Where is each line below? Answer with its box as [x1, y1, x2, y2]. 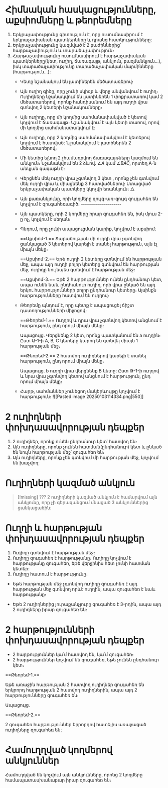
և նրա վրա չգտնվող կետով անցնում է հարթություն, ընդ [20, 373, 151, 379]
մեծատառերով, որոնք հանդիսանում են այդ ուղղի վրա [20, 98, 148, 105]
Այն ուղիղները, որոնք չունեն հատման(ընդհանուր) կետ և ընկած [12, 444, 162, 450]
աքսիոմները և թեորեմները [5, 15, 132, 26]
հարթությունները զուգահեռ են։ [5, 692, 79, 698]
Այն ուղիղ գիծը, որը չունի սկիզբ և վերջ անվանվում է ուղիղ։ [20, 88, 158, 94]
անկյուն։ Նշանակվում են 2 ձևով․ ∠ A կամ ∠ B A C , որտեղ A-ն [20, 160, 157, 166]
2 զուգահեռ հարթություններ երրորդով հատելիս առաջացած [5, 721, 147, 727]
